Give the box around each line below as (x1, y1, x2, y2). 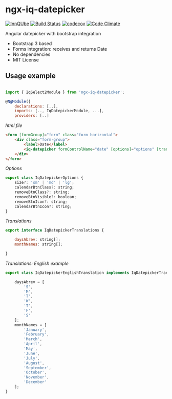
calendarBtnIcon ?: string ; (14, 204, 72, 209)
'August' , (24, 360, 45, 366)
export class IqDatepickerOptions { (5, 175, 83, 180)
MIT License (12, 56, 39, 62)
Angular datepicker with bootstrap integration (5, 30, 101, 36)
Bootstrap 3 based (12, 40, 52, 47)
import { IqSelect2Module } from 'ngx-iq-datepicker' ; (5, 90, 125, 95)
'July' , (24, 355, 40, 361)
